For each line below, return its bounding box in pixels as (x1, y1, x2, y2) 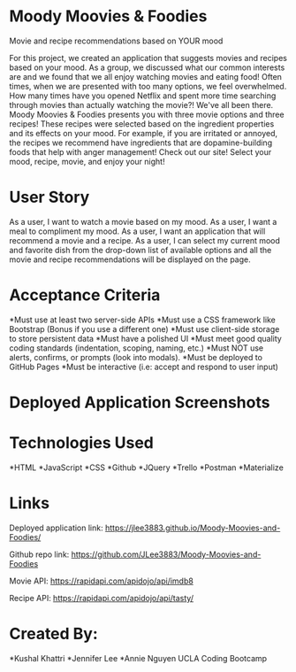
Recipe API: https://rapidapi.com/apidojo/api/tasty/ (9, 592, 194, 603)
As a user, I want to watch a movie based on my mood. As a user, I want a (9, 216, 277, 227)
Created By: (9, 624, 99, 644)
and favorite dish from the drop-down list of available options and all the (9, 244, 272, 255)
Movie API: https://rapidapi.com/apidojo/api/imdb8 (9, 575, 194, 586)
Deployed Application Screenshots (9, 392, 270, 413)
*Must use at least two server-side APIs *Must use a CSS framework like (9, 314, 276, 325)
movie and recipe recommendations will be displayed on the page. (9, 254, 251, 265)
